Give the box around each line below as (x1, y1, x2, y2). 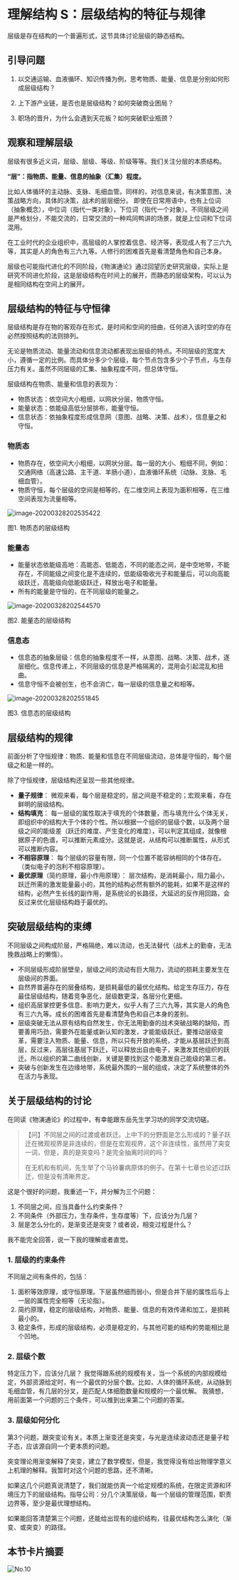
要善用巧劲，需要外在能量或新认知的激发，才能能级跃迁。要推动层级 (17, 1027, 218, 1036)
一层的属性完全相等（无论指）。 (17, 1296, 109, 1304)
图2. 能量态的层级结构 (7, 615, 71, 624)
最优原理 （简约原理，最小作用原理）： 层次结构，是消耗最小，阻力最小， (17, 871, 229, 880)
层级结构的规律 (7, 732, 73, 744)
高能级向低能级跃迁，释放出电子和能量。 (42, 578, 161, 586)
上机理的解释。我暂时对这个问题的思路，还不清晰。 (7, 1465, 157, 1475)
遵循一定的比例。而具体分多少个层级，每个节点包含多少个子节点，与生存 (19, 355, 232, 364)
